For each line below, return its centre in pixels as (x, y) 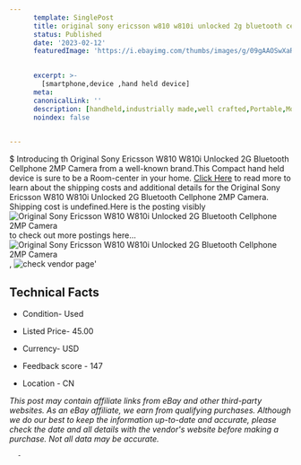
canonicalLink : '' (67, 101)
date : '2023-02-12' (69, 43)
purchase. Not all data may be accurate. (84, 439)
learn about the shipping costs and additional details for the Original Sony (145, 188)
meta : (43, 92)
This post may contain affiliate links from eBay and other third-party (136, 400)
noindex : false (61, 118)
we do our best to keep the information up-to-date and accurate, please (143, 419)
